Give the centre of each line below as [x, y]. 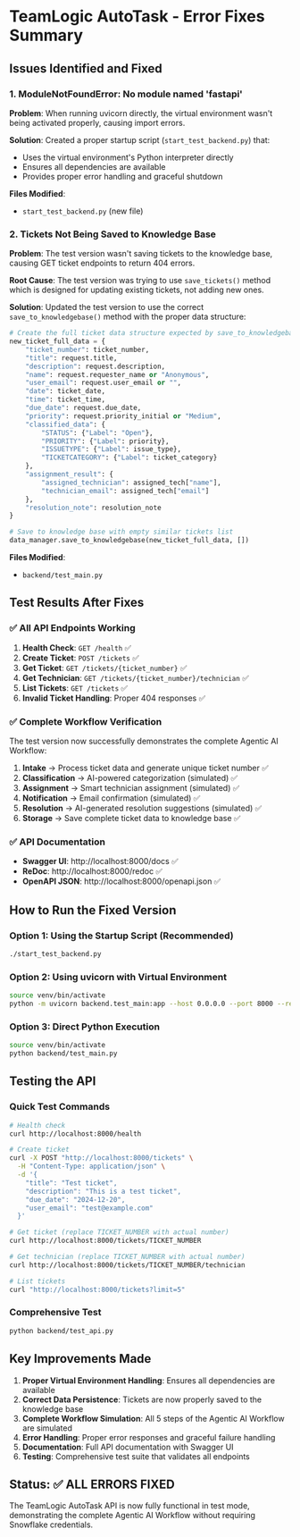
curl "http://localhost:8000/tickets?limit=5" [97, 1289]
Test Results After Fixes [77, 603]
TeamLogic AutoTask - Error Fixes [137, 17]
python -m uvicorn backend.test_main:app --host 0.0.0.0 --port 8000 [142, 1004]
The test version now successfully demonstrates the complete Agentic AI [144, 741]
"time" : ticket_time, [65, 399]
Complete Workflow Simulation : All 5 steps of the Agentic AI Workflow [153, 1418]
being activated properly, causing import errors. [97, 122]
